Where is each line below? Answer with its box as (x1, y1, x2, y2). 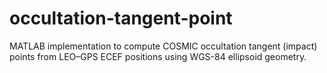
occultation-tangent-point (9, 7, 233, 30)
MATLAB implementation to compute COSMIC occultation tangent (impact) (9, 40, 318, 52)
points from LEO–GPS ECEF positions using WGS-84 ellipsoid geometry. (9, 50, 307, 62)
